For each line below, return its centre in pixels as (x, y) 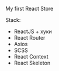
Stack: (13, 20)
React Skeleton (32, 63)
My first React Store (29, 9)
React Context (31, 57)
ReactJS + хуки (33, 31)
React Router (29, 38)
